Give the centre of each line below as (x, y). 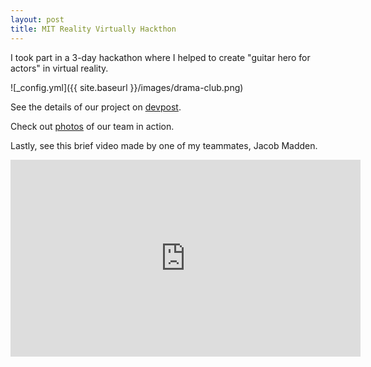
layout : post (37, 19)
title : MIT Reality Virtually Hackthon (93, 29)
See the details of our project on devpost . (96, 107)
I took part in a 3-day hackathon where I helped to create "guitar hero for (160, 57)
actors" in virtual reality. (59, 68)
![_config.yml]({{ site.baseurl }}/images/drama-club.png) (127, 87)
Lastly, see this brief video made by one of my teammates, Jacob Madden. (164, 145)
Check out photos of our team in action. (92, 126)
